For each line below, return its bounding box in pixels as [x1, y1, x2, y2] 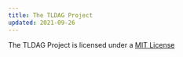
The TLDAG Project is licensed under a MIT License [8, 40, 175, 49]
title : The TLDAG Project [8, 11, 93, 20]
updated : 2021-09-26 [8, 19, 76, 27]
